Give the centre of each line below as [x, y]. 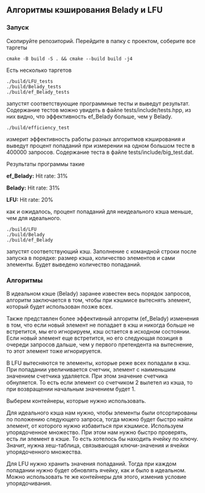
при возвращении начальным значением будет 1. [71, 389]
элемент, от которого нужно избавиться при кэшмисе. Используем [95, 426]
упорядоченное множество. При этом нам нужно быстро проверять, [97, 432]
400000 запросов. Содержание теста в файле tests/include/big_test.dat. [100, 152]
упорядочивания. [29, 483]
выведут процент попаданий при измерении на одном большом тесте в [101, 145]
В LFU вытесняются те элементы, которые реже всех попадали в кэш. [99, 363]
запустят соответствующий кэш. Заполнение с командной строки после [102, 251]
